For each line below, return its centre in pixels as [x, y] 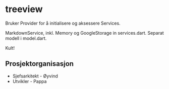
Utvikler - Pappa [30, 81]
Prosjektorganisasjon [40, 64]
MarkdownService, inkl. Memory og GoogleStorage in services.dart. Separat [84, 33]
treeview [24, 9]
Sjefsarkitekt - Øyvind [35, 76]
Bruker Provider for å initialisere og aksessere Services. [63, 23]
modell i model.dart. [26, 38]
